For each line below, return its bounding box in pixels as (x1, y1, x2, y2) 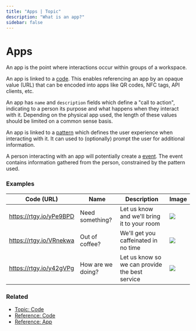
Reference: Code (14, 312, 55, 319)
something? (79, 216, 113, 224)
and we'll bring (120, 212, 160, 220)
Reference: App (14, 318, 52, 325)
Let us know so (120, 253, 162, 261)
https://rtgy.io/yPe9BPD (9, 212, 75, 220)
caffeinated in (120, 236, 157, 244)
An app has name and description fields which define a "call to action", (6, 99, 175, 106)
